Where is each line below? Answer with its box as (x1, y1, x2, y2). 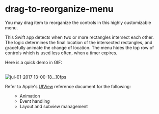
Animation (19, 93, 40, 99)
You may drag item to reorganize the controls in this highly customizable (5, 20, 151, 25)
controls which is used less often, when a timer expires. (5, 50, 118, 56)
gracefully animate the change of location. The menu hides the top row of (5, 45, 154, 50)
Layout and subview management (19, 103, 88, 109)
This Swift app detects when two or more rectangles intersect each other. (5, 34, 154, 40)
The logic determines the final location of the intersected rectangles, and (5, 39, 153, 45)
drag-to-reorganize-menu (5, 3, 114, 15)
